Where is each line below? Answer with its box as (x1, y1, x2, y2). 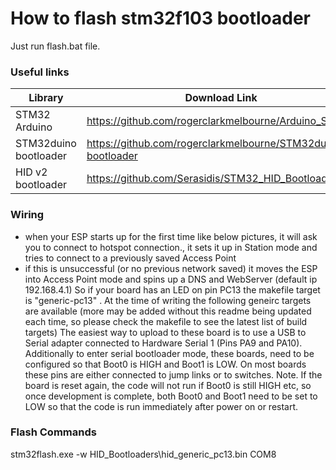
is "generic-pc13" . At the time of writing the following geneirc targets (24, 294, 312, 306)
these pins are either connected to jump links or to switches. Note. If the (24, 368, 323, 381)
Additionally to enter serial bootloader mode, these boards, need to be (24, 347, 315, 359)
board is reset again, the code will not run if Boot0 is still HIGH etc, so (24, 379, 312, 391)
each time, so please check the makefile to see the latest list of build (24, 315, 308, 327)
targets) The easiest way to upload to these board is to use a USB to (24, 326, 307, 338)
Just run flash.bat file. (10, 40, 101, 52)
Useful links (10, 65, 70, 79)
